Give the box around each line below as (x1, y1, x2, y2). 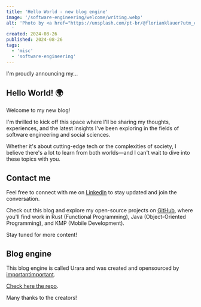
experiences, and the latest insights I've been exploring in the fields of (6, 125, 179, 132)
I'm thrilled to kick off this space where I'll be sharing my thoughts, (6, 118, 170, 126)
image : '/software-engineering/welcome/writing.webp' (6, 14, 144, 20)
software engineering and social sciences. (6, 131, 111, 139)
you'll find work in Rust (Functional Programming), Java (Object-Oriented (6, 213, 187, 221)
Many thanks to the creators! (6, 294, 77, 302)
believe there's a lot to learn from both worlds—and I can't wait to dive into (6, 149, 190, 156)
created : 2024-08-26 (6, 31, 58, 37)
